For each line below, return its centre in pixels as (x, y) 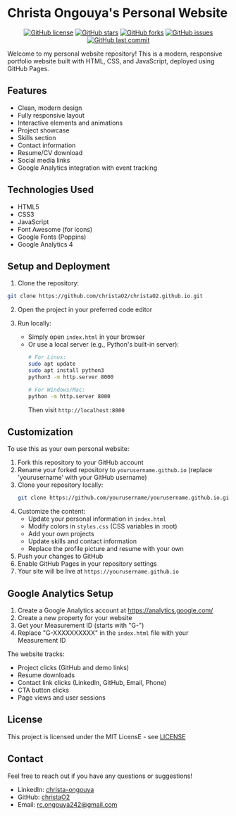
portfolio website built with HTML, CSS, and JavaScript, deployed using (111, 61)
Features (27, 91)
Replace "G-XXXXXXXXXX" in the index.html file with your (103, 633)
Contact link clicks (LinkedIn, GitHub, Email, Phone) (92, 682)
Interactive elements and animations (70, 123)
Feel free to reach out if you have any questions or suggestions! (100, 776)
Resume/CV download (50, 152)
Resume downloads (46, 675)
